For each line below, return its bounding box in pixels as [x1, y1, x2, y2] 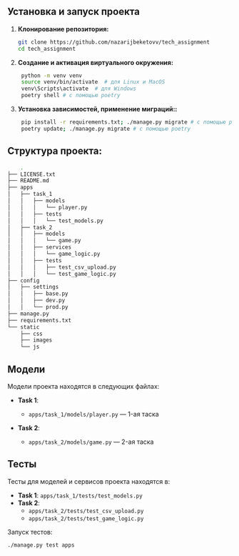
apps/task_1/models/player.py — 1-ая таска [28, 409, 159, 418]
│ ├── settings [7, 284, 59, 291]
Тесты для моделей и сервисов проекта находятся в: [7, 477, 171, 485]
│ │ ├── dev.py [7, 297, 66, 304]
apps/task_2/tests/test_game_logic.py [28, 515, 144, 522]
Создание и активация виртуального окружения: [17, 58, 173, 66]
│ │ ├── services [7, 244, 72, 251]
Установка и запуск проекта [7, 6, 141, 18]
